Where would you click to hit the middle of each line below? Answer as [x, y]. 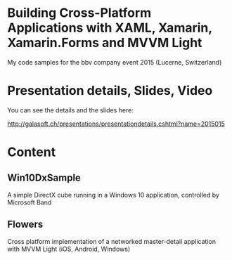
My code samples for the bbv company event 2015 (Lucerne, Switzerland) [115, 62]
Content [32, 152]
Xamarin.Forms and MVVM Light [105, 43]
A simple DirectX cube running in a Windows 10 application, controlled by [114, 195]
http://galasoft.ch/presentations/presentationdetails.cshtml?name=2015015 [116, 124]
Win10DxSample [44, 178]
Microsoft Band [30, 202]
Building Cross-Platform [79, 13]
